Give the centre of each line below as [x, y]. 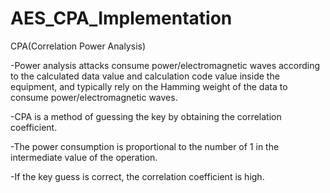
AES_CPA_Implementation [121, 18]
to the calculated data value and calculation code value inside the [145, 76]
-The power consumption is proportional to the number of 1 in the [145, 146]
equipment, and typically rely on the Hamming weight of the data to [149, 86]
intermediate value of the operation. [84, 157]
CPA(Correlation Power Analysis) [78, 46]
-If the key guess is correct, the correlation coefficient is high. [137, 176]
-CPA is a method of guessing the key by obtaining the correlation [146, 116]
